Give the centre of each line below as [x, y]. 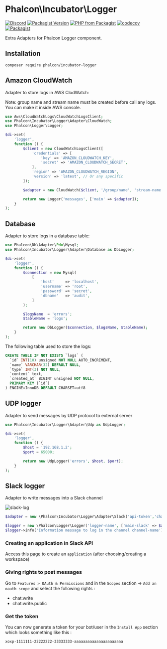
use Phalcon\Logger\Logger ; [34, 126]
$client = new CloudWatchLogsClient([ [63, 149]
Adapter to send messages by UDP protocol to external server [69, 415]
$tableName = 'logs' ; [45, 319]
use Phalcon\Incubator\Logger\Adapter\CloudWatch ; [59, 121]
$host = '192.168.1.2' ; [47, 448]
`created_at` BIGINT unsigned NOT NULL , [52, 379]
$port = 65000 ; [39, 452]
